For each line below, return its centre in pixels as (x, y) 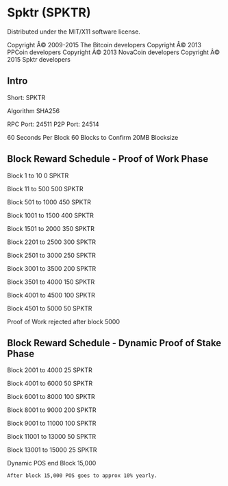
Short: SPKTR (26, 97)
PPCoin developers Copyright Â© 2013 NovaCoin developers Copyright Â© (114, 52)
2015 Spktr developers (39, 59)
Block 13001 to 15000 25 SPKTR (52, 450)
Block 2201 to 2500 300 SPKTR (51, 242)
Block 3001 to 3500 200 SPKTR (52, 268)
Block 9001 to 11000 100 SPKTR (52, 424)
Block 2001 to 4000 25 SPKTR (50, 370)
